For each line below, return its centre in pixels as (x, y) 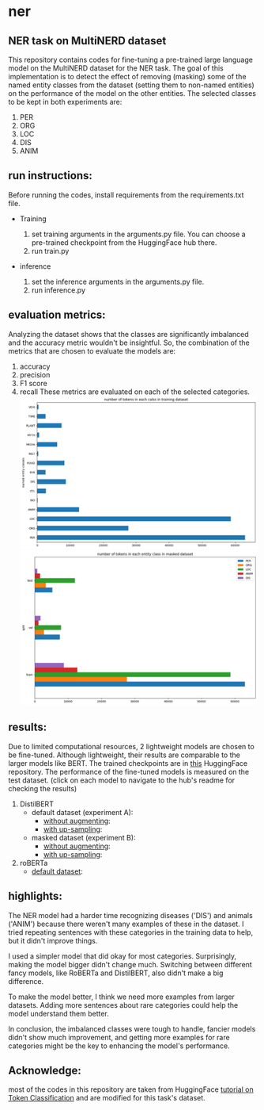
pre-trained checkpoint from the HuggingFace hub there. (124, 242)
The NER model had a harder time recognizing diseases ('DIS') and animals (130, 915)
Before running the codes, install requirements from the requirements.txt (126, 195)
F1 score (33, 383)
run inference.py (58, 290)
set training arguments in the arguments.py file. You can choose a (139, 234)
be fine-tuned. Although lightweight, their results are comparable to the (124, 755)
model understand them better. (58, 1013)
